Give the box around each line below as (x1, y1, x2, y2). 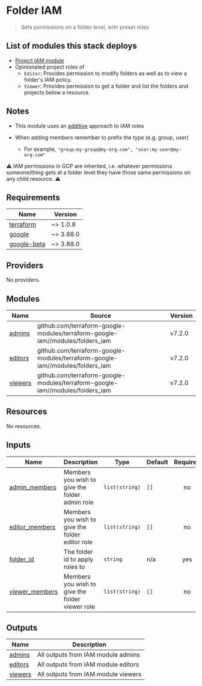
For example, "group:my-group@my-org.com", (23, 145, 133, 153)
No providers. (6, 276, 40, 284)
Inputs (6, 440, 31, 451)
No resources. (6, 422, 41, 430)
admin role (63, 498, 94, 506)
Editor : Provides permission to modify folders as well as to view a (23, 70, 188, 77)
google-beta (9, 240, 46, 248)
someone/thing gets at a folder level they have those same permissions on (6, 169, 191, 176)
